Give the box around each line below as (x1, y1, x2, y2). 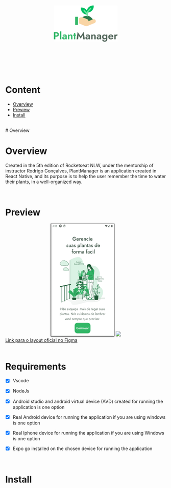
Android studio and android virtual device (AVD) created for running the (12, 398, 163, 404)
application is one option (12, 404, 65, 410)
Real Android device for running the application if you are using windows (12, 414, 166, 420)
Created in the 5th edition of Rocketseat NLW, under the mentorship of (5, 162, 154, 168)
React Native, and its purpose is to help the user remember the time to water (5, 173, 166, 179)
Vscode (12, 378, 29, 384)
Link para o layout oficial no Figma (5, 337, 78, 343)
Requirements (5, 361, 66, 372)
